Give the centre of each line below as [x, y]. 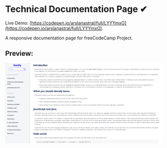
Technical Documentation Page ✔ [76, 9]
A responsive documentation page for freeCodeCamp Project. [69, 38]
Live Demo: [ [18, 23]
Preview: [19, 54]
